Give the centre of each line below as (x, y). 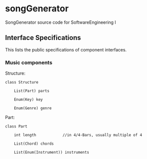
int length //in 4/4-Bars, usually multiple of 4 (78, 135)
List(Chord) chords (34, 144)
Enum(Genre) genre (33, 108)
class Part (16, 126)
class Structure (22, 82)
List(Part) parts (32, 91)
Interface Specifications (43, 38)
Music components (29, 62)
